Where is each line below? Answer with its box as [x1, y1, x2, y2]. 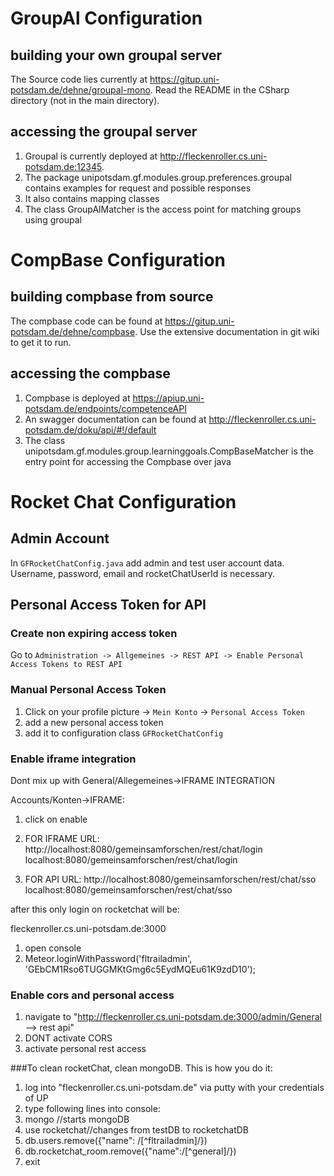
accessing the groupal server [10, 123, 198, 141]
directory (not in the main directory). [10, 95, 160, 106]
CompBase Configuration [10, 249, 226, 271]
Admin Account [10, 530, 110, 547]
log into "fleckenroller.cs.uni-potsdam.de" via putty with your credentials [24, 1082, 325, 1094]
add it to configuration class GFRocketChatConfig [24, 727, 224, 739]
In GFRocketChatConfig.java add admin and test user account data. [10, 557, 285, 569]
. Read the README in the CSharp [149, 84, 290, 96]
